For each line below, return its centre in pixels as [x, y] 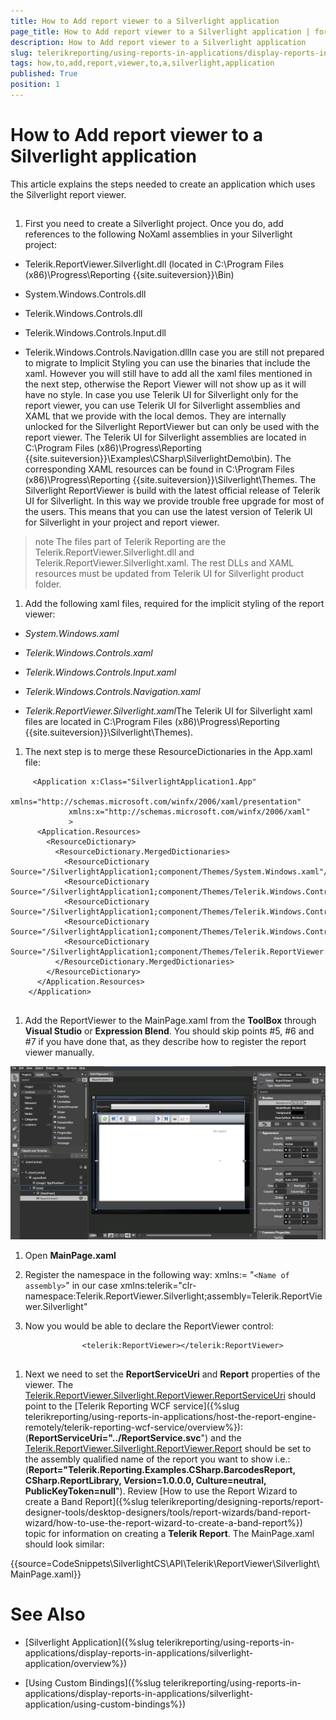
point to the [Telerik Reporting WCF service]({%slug [132, 1406]
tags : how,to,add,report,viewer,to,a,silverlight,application [142, 63]
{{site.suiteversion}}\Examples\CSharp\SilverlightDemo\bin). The [158, 459]
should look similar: [64, 1544]
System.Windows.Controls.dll [85, 294]
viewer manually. [59, 1052]
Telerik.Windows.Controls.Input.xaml [100, 672]
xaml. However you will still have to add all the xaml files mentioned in [168, 374]
